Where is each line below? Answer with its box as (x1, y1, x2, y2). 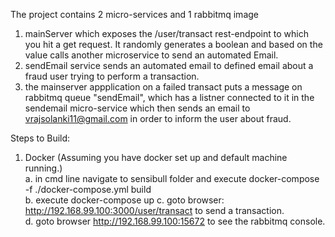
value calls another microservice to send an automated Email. (24, 49, 279, 61)
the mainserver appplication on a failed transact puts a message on (24, 81, 303, 93)
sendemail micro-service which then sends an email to (24, 102, 251, 114)
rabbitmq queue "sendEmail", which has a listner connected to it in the (24, 92, 315, 103)
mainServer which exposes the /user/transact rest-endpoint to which (24, 28, 309, 39)
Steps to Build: (10, 132, 71, 144)
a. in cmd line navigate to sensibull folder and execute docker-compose (24, 173, 320, 184)
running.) (24, 162, 63, 174)
